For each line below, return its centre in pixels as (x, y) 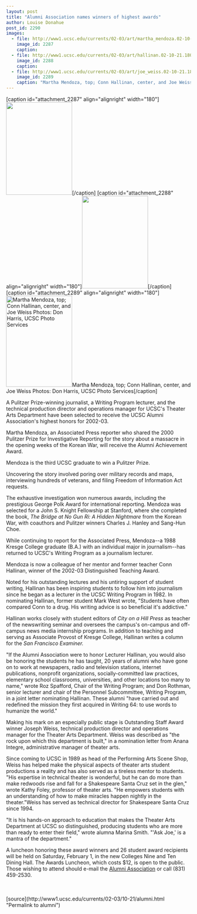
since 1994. (20, 809)
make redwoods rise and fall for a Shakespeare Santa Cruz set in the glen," (97, 784)
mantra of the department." (39, 839)
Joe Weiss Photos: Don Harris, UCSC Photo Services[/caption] (82, 391)
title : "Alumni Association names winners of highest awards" (84, 17)
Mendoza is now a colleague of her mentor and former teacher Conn (89, 564)
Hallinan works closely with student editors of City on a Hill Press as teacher (98, 618)
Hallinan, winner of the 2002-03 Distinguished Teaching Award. (83, 571)
